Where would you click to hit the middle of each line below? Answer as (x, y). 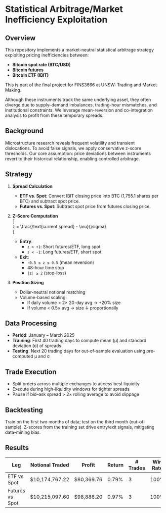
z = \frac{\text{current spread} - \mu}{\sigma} (59, 226)
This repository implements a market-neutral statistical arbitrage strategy (80, 50)
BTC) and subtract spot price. (50, 201)
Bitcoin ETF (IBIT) (30, 75)
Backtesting (24, 410)
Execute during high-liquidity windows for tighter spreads (71, 389)
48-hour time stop (45, 267)
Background (24, 131)
